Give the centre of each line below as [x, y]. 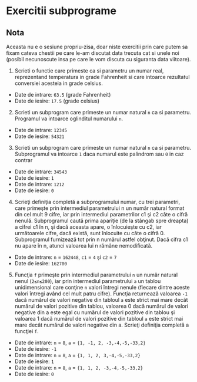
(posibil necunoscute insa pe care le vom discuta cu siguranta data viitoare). [98, 59]
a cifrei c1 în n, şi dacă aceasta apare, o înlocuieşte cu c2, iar [88, 227]
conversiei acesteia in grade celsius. [59, 83]
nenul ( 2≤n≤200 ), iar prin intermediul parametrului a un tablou [88, 281]
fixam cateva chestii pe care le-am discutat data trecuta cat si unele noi [93, 53]
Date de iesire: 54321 [39, 136]
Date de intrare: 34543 [41, 172]
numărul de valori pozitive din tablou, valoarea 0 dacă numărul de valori [101, 306]
